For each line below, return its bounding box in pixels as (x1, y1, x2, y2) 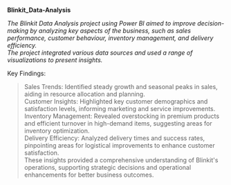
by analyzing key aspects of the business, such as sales (30, 27, 192, 35)
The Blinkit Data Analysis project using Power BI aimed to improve (7, 19, 196, 27)
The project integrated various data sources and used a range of (7, 48, 193, 57)
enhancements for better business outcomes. (24, 171, 154, 179)
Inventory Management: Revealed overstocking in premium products (24, 112, 220, 120)
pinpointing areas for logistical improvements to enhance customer (24, 142, 216, 149)
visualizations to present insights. (7, 56, 103, 64)
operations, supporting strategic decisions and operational (24, 164, 192, 171)
